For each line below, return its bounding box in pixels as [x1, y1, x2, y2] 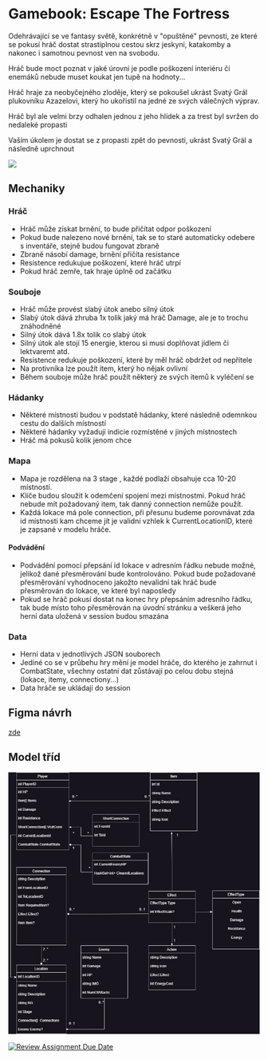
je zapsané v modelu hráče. [19, 524, 112, 534]
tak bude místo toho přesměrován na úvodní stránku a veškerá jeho [19, 603, 242, 612]
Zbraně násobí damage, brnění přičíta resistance [19, 249, 180, 259]
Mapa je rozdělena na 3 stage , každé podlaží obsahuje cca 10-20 [19, 474, 237, 483]
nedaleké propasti [8, 120, 68, 129]
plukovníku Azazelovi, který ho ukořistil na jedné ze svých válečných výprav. [8, 96, 260, 105]
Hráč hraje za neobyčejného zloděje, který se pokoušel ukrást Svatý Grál [8, 87, 248, 96]
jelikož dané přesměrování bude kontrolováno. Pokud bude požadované [19, 569, 256, 578]
